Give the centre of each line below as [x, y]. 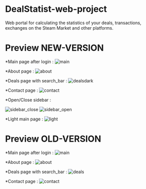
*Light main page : [24, 119]
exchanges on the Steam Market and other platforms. [59, 28]
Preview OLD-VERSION [53, 139]
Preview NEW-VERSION [55, 48]
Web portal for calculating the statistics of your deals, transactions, [73, 23]
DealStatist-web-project [56, 9]
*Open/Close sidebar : [28, 100]
